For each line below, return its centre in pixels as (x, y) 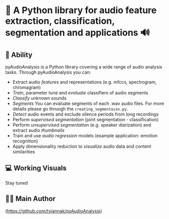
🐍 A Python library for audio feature (81, 10)
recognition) (25, 141)
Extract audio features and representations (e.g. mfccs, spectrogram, (84, 82)
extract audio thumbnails (38, 130)
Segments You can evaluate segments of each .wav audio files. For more (88, 103)
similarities (24, 152)
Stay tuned (16, 183)
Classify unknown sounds (39, 98)
